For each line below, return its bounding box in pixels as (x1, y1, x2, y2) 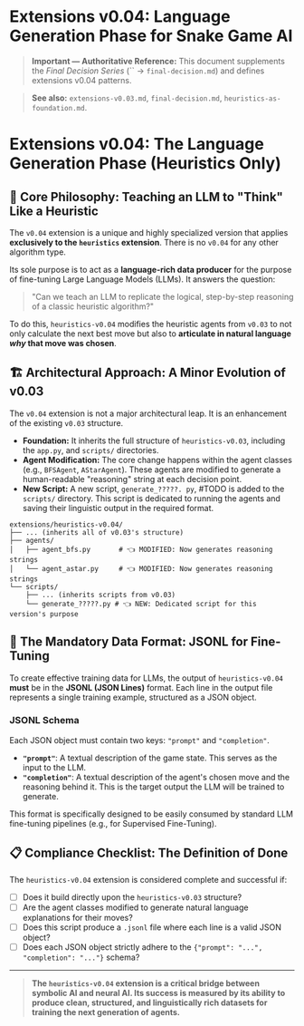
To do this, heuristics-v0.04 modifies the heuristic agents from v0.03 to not (9, 318, 292, 329)
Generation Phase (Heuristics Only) (9, 153, 282, 174)
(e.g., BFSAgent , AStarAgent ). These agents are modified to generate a (22, 464, 281, 475)
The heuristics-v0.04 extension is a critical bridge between (31, 977, 261, 989)
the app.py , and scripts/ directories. (22, 444, 159, 455)
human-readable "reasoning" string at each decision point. (22, 473, 242, 484)
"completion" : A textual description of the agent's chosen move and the (22, 771, 290, 782)
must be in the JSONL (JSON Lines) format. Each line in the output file (9, 682, 273, 692)
